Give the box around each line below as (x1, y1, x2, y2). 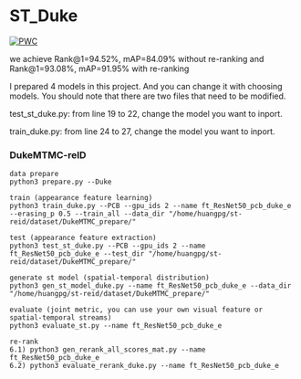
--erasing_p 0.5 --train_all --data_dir (9, 209, 166, 219)
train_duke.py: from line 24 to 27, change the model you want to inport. (9, 125, 275, 137)
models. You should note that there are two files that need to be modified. (9, 90, 286, 101)
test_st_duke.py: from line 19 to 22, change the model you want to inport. (9, 108, 283, 119)
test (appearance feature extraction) (9, 234, 157, 243)
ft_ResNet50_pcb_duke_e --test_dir (9, 249, 145, 258)
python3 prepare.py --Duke (9, 177, 112, 187)
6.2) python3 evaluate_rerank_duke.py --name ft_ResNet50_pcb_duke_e (9, 362, 280, 371)
